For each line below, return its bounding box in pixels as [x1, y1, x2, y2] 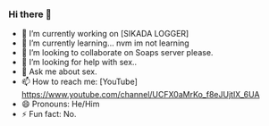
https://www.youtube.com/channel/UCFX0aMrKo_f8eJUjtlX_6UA [21, 89, 260, 100]
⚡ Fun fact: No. [21, 109, 77, 120]
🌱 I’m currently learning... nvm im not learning [21, 38, 189, 48]
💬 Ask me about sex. [21, 66, 97, 77]
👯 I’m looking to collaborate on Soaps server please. [21, 47, 214, 58]
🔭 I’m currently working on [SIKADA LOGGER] [21, 29, 189, 39]
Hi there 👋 [8, 8, 53, 21]
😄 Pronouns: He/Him [21, 98, 100, 110]
